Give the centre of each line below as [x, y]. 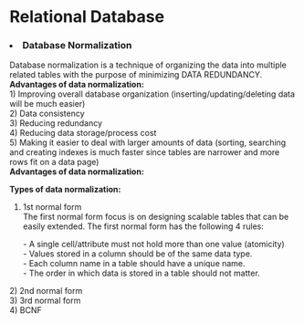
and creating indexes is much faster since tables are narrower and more [145, 152]
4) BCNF [26, 310]
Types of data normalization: [65, 190]
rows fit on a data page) [54, 162]
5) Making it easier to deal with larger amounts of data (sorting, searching [148, 142]
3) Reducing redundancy [56, 123]
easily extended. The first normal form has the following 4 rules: [143, 226]
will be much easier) [47, 104]
